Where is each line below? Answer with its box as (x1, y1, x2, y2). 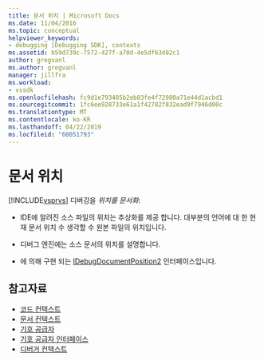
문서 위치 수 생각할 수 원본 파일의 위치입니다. (28, 222, 167, 232)
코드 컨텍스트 (19, 304, 61, 314)
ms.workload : (8, 78, 52, 86)
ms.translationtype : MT (8, 109, 88, 117)
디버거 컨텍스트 (19, 344, 68, 354)
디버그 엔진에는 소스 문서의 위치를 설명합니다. (19, 239, 161, 248)
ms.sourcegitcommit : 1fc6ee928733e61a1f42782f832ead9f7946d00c (8, 101, 223, 109)
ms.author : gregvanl (8, 64, 77, 72)
